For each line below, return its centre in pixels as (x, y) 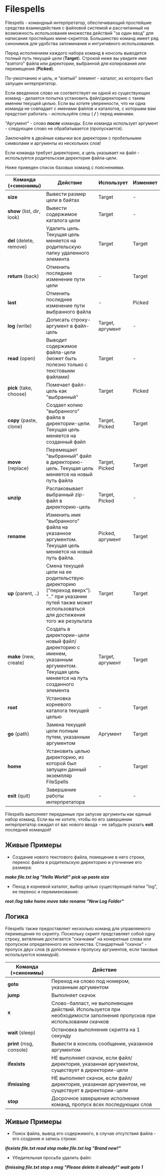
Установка (58, 698)
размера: (22, 867)
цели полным (62, 731)
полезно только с (67, 364)
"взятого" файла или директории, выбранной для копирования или (75, 63)
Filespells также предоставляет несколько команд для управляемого (78, 928)
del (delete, (21, 240)
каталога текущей (68, 710)
